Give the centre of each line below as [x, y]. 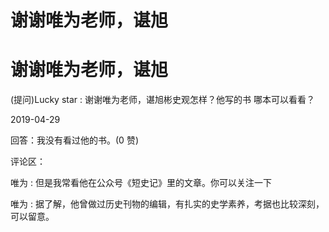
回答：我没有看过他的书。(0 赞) [74, 140]
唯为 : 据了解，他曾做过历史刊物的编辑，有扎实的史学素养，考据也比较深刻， [167, 204]
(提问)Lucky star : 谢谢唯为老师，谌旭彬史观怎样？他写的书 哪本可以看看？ [162, 100]
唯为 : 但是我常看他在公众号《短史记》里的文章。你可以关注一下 [141, 183]
